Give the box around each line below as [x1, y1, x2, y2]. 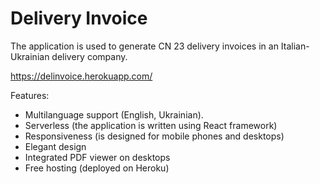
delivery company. [51, 50, 128, 62]
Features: [10, 89, 50, 101]
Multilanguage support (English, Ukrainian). [24, 108, 204, 121]
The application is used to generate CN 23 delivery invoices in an [10, 40, 279, 52]
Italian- [280, 40, 310, 52]
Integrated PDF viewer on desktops [24, 151, 171, 163]
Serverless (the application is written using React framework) [24, 119, 278, 131]
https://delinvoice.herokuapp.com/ [10, 70, 153, 82]
